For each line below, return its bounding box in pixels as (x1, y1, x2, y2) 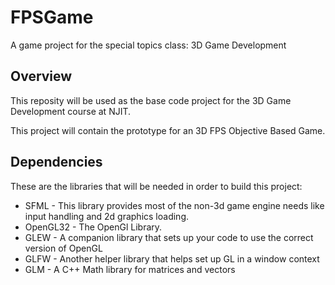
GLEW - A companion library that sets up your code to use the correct (24, 231, 314, 243)
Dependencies (10, 154, 103, 171)
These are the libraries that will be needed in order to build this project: (10, 180, 303, 192)
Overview (10, 68, 73, 85)
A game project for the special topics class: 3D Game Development (10, 39, 287, 51)
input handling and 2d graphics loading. (24, 210, 189, 222)
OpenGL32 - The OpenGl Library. (24, 221, 163, 233)
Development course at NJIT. (10, 105, 132, 117)
